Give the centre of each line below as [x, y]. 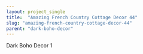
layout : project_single [36, 12]
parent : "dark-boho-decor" [40, 28]
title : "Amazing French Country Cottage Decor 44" [72, 17]
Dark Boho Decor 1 [29, 46]
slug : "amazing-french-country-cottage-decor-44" [69, 23]
